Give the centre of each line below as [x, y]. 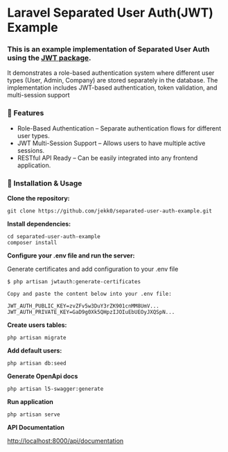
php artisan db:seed [37, 363]
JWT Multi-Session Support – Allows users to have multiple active [111, 143]
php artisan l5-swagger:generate [55, 389]
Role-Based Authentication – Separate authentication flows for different [119, 128]
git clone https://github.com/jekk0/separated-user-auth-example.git [110, 211]
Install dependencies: [39, 224]
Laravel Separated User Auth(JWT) [110, 13]
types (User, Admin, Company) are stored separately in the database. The [113, 81]
